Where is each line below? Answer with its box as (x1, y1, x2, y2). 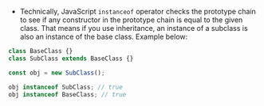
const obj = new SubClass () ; (8, 69, 105, 77)
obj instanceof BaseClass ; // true (8, 90, 127, 98)
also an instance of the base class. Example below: (19, 32, 188, 41)
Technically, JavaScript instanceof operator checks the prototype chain (19, 7, 257, 16)
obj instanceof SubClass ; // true (8, 83, 124, 91)
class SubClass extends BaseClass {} (8, 55, 134, 62)
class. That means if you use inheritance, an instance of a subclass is (19, 24, 249, 32)
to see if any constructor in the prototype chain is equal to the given (19, 15, 243, 25)
